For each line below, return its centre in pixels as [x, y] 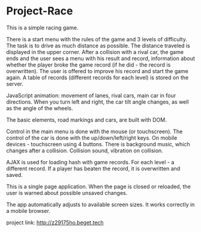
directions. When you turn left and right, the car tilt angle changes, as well [97, 102]
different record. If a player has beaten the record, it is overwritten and [93, 168]
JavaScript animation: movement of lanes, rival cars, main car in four [91, 95]
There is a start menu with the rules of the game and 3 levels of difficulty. [97, 39]
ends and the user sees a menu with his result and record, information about [100, 58]
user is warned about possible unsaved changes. [67, 192]
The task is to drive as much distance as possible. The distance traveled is [98, 46]
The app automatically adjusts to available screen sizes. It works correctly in [100, 204]
